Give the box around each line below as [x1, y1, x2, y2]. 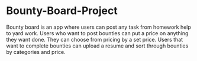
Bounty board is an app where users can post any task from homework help [6, 23, 191, 30]
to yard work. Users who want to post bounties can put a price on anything [6, 29, 189, 36]
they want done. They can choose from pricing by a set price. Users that [6, 36, 183, 43]
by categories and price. [6, 48, 66, 55]
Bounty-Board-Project [6, 4, 118, 18]
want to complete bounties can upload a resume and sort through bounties [6, 42, 189, 49]
